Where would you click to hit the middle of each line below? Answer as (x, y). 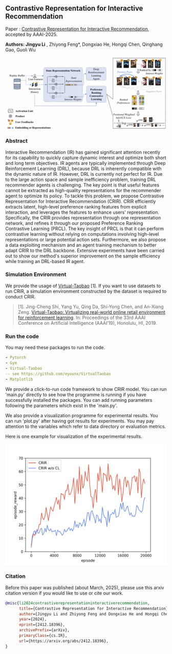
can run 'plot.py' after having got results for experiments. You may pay (80, 421)
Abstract (17, 141)
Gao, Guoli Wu (20, 50)
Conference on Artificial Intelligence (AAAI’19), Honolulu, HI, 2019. (87, 323)
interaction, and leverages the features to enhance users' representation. (82, 212)
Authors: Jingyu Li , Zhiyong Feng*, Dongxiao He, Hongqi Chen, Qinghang (84, 44)
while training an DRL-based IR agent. (45, 261)
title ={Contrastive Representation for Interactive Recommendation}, (94, 608)
